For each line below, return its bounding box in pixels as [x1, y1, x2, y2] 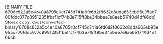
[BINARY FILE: [5, 4, 34, 10]
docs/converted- [32, 19, 66, 25]
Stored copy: [5, 19, 31, 25]
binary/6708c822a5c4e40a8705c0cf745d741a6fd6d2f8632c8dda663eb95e [5, 24, 159, 30]
